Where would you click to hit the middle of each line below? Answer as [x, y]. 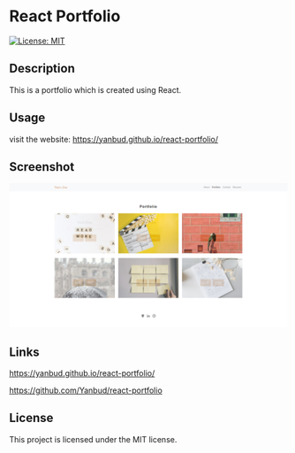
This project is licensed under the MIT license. [93, 439]
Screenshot [42, 167]
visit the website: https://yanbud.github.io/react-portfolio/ [114, 139]
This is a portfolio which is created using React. [95, 89]
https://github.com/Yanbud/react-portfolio [86, 390]
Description [42, 69]
